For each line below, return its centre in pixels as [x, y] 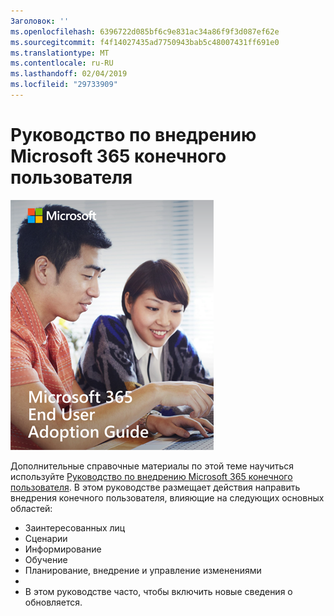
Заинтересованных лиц [75, 527]
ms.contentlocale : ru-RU [62, 63]
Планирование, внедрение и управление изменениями [143, 570]
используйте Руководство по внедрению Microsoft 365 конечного [151, 476]
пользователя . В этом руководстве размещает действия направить [155, 487]
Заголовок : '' [40, 21]
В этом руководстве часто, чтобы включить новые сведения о [158, 591]
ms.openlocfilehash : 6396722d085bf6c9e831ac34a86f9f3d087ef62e [145, 31]
